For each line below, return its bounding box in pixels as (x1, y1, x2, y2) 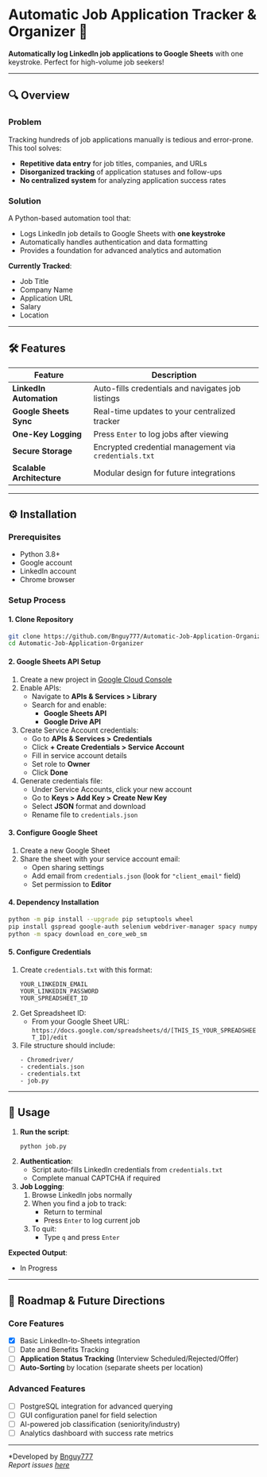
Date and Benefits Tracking (19, 1345, 110, 1355)
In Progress (19, 1263, 58, 1273)
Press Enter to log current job (43, 1215, 141, 1226)
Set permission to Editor (31, 879, 112, 888)
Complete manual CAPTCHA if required (31, 1173, 161, 1183)
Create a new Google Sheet (19, 845, 110, 855)
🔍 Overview (8, 89, 70, 103)
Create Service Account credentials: (19, 725, 139, 735)
